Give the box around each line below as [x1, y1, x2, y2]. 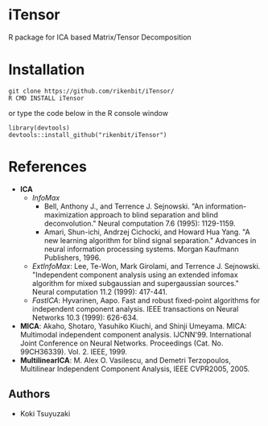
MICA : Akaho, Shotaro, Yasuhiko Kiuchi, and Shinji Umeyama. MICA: [19, 321, 247, 331]
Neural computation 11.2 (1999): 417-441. [31, 287, 167, 296]
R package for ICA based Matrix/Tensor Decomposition [8, 32, 192, 42]
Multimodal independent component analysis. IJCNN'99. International [19, 329, 252, 339]
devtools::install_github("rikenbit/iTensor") [8, 130, 167, 139]
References [8, 158, 87, 176]
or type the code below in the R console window [8, 108, 169, 118]
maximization [43, 209, 89, 219]
